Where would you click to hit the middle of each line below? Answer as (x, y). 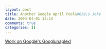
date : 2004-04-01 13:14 (29, 18)
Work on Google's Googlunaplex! (38, 41)
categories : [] (20, 28)
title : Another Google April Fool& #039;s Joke (53, 14)
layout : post (18, 9)
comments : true (20, 23)
